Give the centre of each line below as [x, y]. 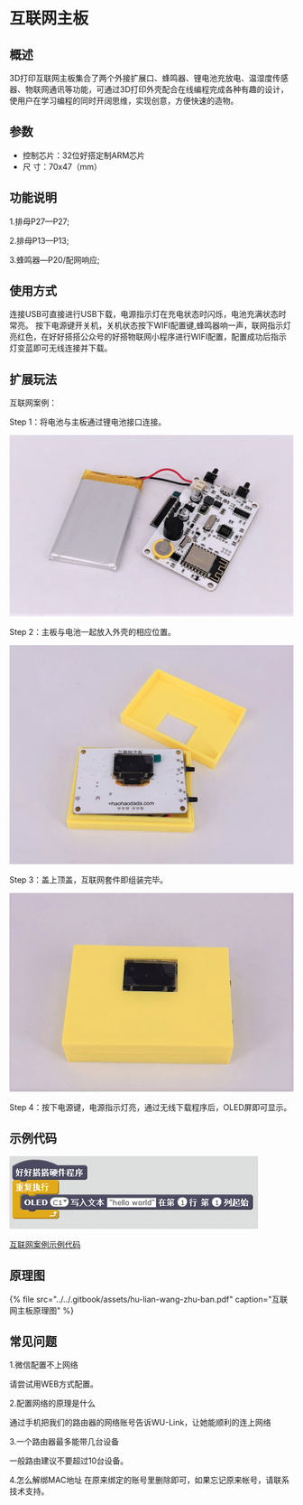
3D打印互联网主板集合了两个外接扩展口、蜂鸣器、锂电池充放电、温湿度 [141, 78]
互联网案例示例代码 [45, 1244]
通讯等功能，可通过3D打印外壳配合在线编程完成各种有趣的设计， [168, 89]
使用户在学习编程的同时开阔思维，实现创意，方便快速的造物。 [124, 101]
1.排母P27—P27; [40, 221]
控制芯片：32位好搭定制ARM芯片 [84, 155]
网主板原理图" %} [42, 1310]
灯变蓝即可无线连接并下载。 [61, 348]
